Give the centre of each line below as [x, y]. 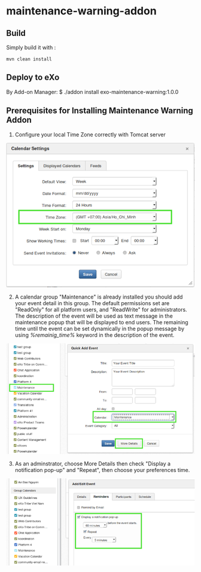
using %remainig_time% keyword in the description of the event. [95, 335]
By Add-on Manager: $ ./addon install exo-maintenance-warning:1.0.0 [92, 92]
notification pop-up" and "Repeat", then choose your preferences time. [102, 470]
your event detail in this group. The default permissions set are [92, 303]
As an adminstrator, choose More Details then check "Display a [93, 463]
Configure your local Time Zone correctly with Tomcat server [90, 134]
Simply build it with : [31, 47]
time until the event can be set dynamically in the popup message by [100, 328]
